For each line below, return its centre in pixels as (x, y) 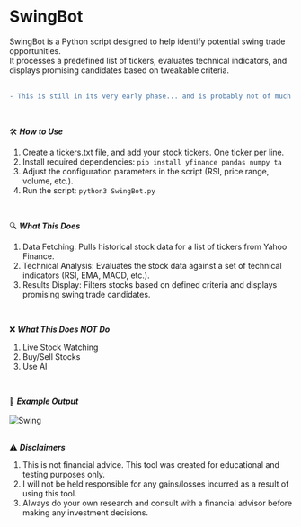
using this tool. (49, 493)
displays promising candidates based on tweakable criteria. (120, 70)
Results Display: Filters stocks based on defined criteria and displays (150, 284)
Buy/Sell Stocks (51, 356)
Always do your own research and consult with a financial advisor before (157, 503)
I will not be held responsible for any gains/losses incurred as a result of (155, 484)
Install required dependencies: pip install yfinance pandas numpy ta (152, 161)
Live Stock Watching (60, 347)
